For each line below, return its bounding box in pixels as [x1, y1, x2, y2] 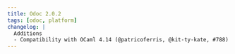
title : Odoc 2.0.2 [7, 10, 61, 18]
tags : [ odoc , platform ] [7, 17, 78, 24]
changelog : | [7, 23, 46, 30]
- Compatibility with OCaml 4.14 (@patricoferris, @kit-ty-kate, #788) [13, 36, 229, 43]
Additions [13, 29, 42, 37]
